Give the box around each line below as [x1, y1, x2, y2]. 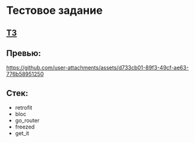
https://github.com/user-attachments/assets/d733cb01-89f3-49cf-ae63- [6, 64, 189, 71]
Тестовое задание [6, 4, 103, 17]
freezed [15, 123, 35, 130]
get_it [15, 130, 29, 137]
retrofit [15, 104, 33, 112]
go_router [15, 117, 40, 124]
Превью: [6, 48, 41, 58]
